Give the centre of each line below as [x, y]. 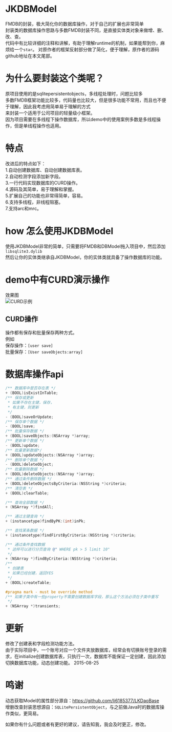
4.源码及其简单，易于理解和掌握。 [41, 189]
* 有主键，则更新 [23, 407]
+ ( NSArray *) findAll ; [29, 507]
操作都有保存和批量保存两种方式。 [41, 332]
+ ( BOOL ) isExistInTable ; [32, 393]
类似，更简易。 [25, 714]
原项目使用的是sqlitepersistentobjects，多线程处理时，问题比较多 [74, 93]
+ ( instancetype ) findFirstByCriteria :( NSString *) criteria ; [71, 535]
